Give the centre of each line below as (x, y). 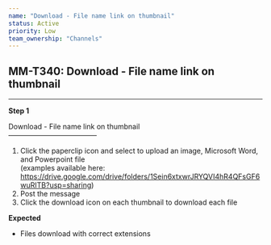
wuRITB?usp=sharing (56, 185)
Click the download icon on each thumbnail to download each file (129, 202)
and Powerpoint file (52, 159)
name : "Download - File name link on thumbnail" (92, 16)
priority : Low (32, 31)
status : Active (34, 23)
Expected (25, 218)
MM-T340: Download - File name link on (112, 71)
